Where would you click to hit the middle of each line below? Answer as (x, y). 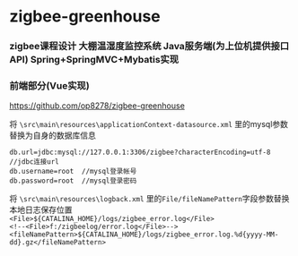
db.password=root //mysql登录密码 (73, 181)
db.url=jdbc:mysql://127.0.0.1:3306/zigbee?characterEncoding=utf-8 (140, 153)
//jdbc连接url (35, 162)
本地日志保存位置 (41, 210)
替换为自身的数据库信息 (53, 135)
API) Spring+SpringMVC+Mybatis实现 (94, 60)
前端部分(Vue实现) (49, 86)
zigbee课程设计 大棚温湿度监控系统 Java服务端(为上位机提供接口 (149, 47)
